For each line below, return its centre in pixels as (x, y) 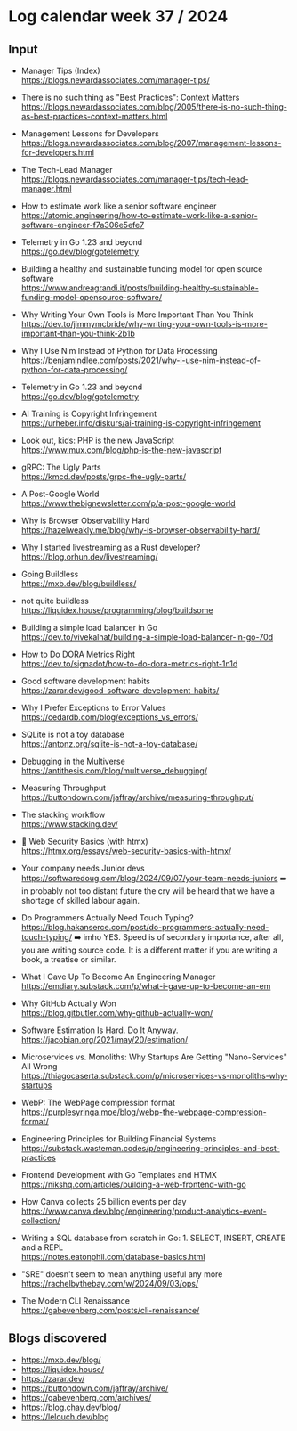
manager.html (46, 188)
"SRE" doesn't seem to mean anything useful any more (122, 1274)
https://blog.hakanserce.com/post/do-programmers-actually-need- (145, 927)
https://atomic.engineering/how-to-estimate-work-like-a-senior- (140, 215)
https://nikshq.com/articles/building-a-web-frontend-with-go (133, 1184)
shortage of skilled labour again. (80, 900)
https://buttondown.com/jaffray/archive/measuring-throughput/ (137, 797)
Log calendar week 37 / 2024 (118, 16)
